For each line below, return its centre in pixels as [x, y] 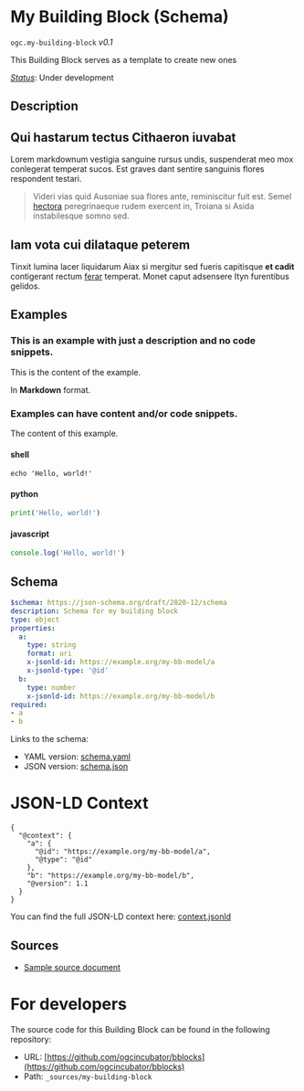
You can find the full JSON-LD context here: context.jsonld [121, 916]
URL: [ [36, 1056]
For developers [68, 1005]
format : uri [49, 654]
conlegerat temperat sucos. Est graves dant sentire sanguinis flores [137, 169]
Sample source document [72, 967]
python [25, 493]
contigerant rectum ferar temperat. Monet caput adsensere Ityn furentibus [150, 276]
